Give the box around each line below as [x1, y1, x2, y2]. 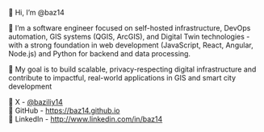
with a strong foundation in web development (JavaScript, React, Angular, [8, 40, 254, 50]
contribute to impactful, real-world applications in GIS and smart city [8, 73, 237, 82]
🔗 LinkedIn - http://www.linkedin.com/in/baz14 [8, 114, 163, 124]
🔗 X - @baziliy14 [8, 97, 63, 106]
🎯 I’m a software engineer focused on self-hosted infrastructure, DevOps [8, 23, 251, 32]
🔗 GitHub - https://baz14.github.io [8, 105, 120, 115]
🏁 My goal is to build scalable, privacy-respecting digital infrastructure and [8, 64, 257, 74]
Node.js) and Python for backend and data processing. [8, 49, 191, 58]
